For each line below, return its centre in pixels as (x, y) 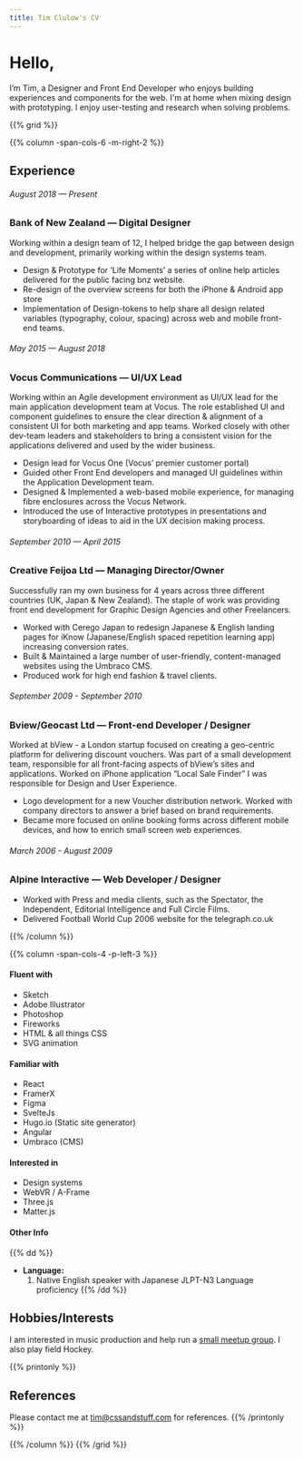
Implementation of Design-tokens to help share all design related (143, 308)
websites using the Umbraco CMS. (87, 666)
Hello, (32, 62)
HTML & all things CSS (64, 1033)
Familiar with (34, 1063)
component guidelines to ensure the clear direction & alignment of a (136, 416)
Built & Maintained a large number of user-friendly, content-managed (151, 656)
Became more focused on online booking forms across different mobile (156, 820)
